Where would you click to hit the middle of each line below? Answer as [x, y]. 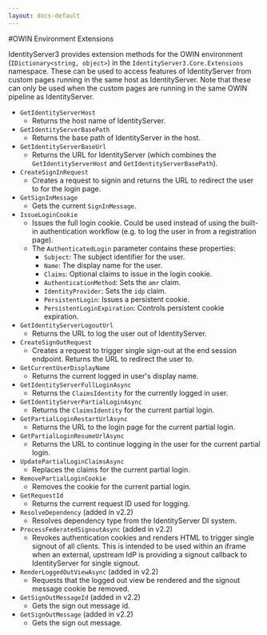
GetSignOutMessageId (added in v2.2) [80, 597]
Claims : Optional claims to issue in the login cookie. [128, 274]
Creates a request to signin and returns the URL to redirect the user [143, 180]
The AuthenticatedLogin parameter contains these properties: [133, 248]
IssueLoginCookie [49, 215]
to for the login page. [66, 188]
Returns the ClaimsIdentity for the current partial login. [123, 410]
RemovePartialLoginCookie [63, 478]
